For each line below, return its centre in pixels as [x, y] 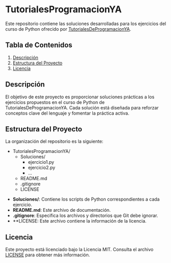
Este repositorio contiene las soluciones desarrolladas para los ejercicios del [86, 24]
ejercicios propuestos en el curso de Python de [55, 102]
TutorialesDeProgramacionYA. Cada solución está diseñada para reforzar [82, 107]
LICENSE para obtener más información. [48, 255]
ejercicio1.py [41, 162]
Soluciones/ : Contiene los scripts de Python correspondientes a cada [86, 199]
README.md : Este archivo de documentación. [62, 210]
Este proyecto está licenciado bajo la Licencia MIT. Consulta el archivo [79, 250]
